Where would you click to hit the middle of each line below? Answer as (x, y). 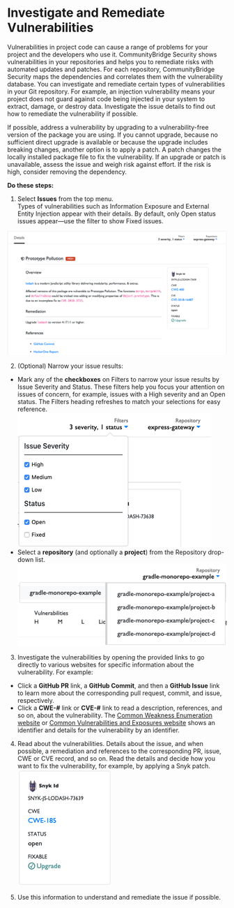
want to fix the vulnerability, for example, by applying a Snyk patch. (114, 766)
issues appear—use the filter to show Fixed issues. (90, 221)
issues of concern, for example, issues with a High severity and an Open (121, 394)
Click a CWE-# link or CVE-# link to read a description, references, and (120, 708)
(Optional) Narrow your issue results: (70, 366)
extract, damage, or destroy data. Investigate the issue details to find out (111, 106)
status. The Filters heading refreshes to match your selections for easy (119, 401)
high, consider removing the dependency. (67, 172)
